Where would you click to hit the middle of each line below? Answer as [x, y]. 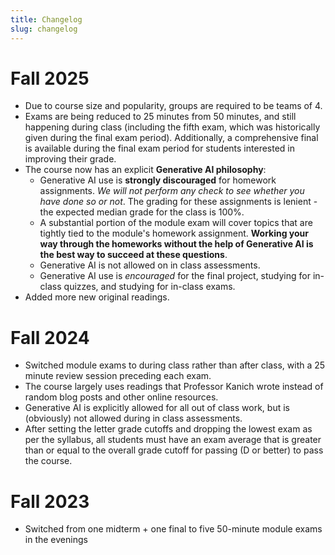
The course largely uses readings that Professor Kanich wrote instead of [174, 387]
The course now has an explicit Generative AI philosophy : [145, 170]
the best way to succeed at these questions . [133, 255]
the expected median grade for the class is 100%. [142, 212]
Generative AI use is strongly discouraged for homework [158, 180]
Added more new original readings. [97, 297]
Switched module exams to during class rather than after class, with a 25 [175, 365]
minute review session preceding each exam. [118, 376]
